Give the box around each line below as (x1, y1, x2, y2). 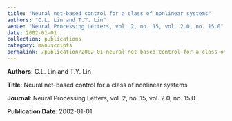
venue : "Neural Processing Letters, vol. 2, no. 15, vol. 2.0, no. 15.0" (7, 23, 224, 30)
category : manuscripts (7, 42, 72, 49)
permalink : (7, 49, 39, 56)
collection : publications (7, 36, 81, 43)
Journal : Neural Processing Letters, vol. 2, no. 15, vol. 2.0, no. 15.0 (7, 93, 195, 102)
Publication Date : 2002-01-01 (7, 107, 93, 115)
